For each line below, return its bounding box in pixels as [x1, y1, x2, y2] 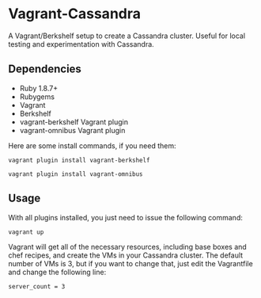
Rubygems [19, 92, 55, 101]
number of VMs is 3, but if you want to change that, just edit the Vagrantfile [8, 258, 253, 268]
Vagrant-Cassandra [8, 5, 141, 23]
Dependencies [8, 63, 81, 76]
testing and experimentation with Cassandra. [8, 39, 154, 48]
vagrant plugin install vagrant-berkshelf [8, 156, 150, 164]
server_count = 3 [8, 282, 66, 290]
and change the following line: [8, 267, 107, 277]
